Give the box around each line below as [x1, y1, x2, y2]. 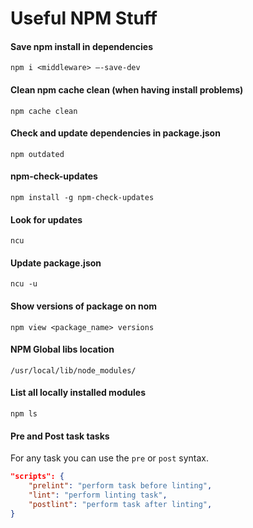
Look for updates [10, 213, 83, 226]
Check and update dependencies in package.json [10, 127, 221, 139]
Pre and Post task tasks [10, 430, 110, 442]
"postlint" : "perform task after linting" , [28, 499, 213, 509]
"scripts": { [10, 472, 65, 482]
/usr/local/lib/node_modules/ [10, 365, 137, 376]
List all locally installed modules [10, 387, 147, 399]
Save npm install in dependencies [10, 40, 154, 52]
